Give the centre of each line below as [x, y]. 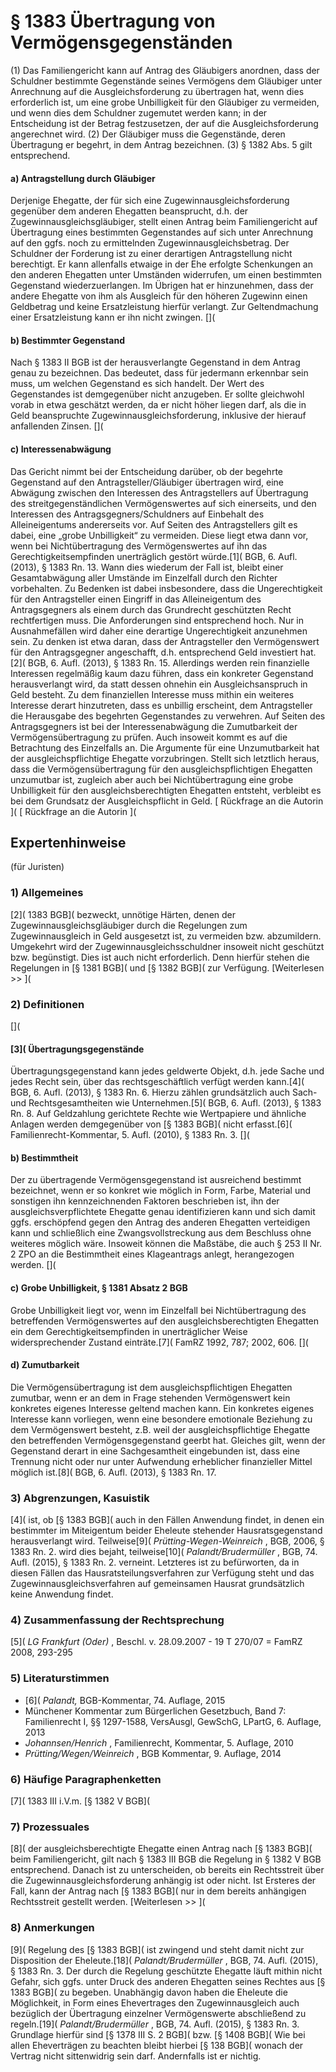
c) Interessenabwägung [61, 449]
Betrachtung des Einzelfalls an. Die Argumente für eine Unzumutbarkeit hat [165, 747]
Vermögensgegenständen [121, 42]
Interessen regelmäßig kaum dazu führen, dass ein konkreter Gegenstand [162, 673]
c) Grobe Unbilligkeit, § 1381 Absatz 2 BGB [99, 1287]
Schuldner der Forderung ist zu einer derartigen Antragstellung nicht [151, 254]
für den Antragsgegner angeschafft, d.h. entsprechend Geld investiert [154, 652]
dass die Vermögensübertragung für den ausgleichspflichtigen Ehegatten [161, 769]
